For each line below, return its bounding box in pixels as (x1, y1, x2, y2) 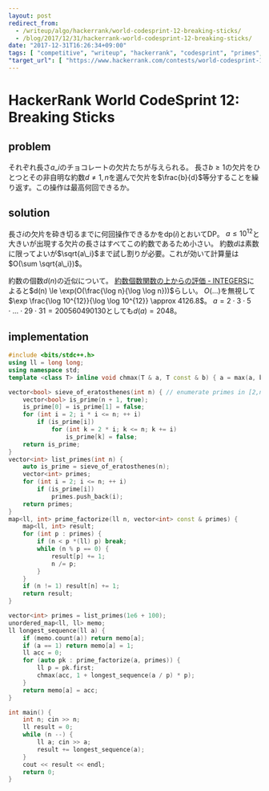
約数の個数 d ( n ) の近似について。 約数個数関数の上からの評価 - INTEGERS (8, 276, 248, 286)
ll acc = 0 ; (22, 649, 62, 657)
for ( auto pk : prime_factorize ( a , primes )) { (22, 656, 181, 665)
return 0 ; (22, 768, 56, 776)
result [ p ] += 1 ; (50, 552, 106, 561)
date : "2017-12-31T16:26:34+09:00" (8, 42, 127, 50)
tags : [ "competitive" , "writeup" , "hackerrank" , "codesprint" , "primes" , (8, 49, 263, 57)
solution (8, 206, 50, 220)
